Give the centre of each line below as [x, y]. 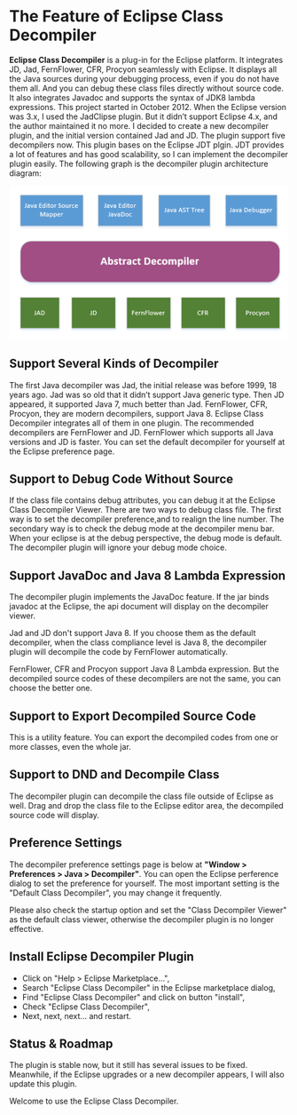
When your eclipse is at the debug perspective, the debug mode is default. [146, 538]
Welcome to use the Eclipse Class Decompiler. [94, 1101]
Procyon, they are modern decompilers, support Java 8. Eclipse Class [137, 413]
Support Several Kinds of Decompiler [114, 364]
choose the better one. [51, 688]
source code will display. [55, 815]
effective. [27, 928]
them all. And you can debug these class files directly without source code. [146, 88]
